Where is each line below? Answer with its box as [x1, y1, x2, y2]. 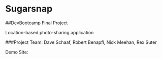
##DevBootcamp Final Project [5, 20, 68, 26]
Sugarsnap [5, 3, 53, 15]
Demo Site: [5, 49, 28, 55]
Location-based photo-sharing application [5, 29, 94, 35]
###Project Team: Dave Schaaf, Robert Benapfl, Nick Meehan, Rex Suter [5, 39, 157, 45]
